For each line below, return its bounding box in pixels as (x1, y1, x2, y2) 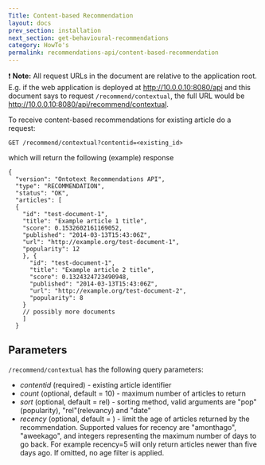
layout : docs (8, 19, 52, 27)
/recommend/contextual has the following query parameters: (8, 365, 205, 374)
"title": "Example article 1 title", (22, 217, 148, 225)
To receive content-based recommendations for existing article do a (8, 115, 232, 124)
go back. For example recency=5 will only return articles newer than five (19, 439, 257, 449)
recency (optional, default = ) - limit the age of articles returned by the (19, 414, 250, 424)
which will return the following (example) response (8, 153, 174, 162)
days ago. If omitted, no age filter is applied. (19, 447, 165, 457)
